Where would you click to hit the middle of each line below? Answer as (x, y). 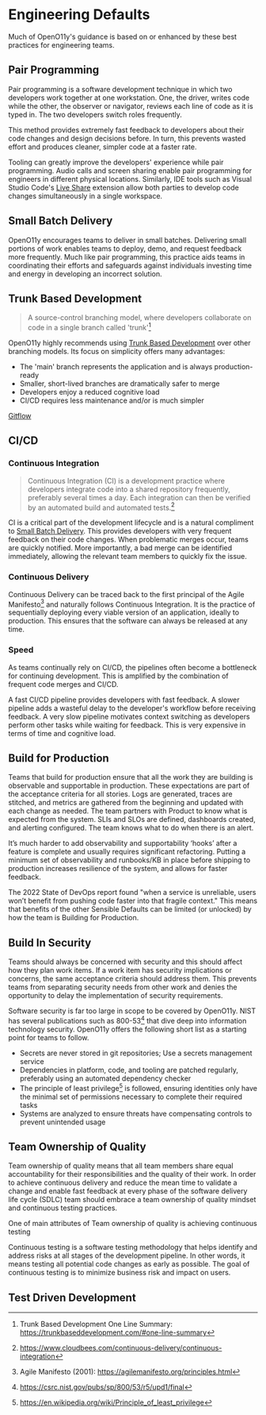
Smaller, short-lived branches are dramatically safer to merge (120, 384)
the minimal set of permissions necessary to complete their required (131, 1097)
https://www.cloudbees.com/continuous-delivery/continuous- (121, 1348)
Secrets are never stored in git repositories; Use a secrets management (136, 1053)
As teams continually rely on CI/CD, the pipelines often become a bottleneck (133, 667)
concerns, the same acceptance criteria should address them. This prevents (133, 979)
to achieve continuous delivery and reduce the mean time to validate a (123, 1183)
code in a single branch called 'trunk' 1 (89, 327)
